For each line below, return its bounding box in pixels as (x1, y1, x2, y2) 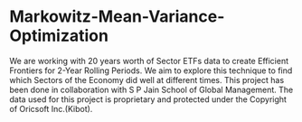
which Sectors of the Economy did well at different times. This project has (9, 74, 285, 85)
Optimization (9, 25, 109, 46)
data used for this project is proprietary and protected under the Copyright (9, 93, 288, 105)
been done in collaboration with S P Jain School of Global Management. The (9, 84, 294, 95)
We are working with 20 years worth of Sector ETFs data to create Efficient (9, 55, 289, 66)
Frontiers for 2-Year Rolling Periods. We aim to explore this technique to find (9, 65, 293, 76)
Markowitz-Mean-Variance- (9, 6, 225, 27)
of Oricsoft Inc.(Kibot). (9, 103, 93, 114)
